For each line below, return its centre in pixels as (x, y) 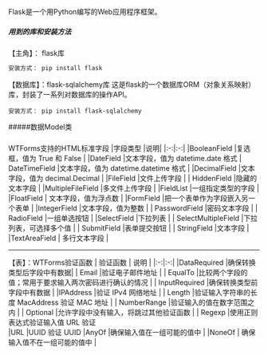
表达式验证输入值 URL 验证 (52, 322)
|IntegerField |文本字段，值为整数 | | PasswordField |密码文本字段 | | (146, 208)
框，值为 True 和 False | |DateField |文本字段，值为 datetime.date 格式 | (125, 159)
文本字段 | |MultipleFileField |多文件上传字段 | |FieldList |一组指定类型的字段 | (134, 188)
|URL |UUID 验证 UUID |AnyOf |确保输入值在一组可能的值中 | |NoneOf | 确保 (132, 333)
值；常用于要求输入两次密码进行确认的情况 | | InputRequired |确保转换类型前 (133, 282)
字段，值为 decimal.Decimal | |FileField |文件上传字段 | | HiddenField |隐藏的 (133, 179)
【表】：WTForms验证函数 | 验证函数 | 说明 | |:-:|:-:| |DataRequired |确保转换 (132, 262)
